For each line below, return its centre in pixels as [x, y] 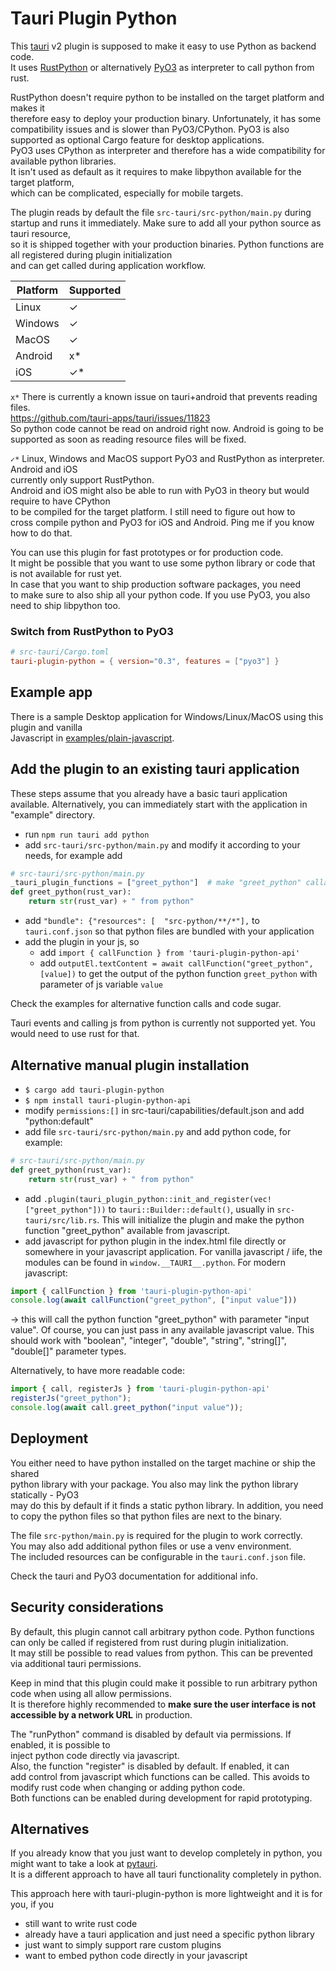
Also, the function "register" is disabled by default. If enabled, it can [150, 1766]
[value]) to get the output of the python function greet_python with [178, 974]
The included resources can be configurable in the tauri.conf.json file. [158, 1556]
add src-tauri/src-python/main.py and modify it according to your [162, 844]
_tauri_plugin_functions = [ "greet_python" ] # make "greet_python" [156, 883]
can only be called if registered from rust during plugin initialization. [149, 1642]
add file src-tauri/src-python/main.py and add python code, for [158, 1131]
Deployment [49, 1438]
